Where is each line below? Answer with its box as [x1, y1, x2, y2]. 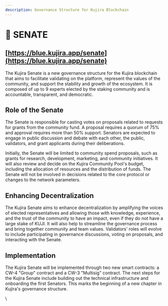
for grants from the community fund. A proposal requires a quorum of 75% [5, 124, 159, 130]
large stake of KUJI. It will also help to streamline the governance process [5, 221, 157, 227]
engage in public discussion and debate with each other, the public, [5, 135, 145, 141]
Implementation [5, 251, 56, 260]
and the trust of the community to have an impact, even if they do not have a [5, 215, 163, 221]
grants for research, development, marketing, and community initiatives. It [5, 156, 158, 162]
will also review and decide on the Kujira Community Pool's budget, [5, 161, 144, 167]
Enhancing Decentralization [5, 191, 94, 200]
